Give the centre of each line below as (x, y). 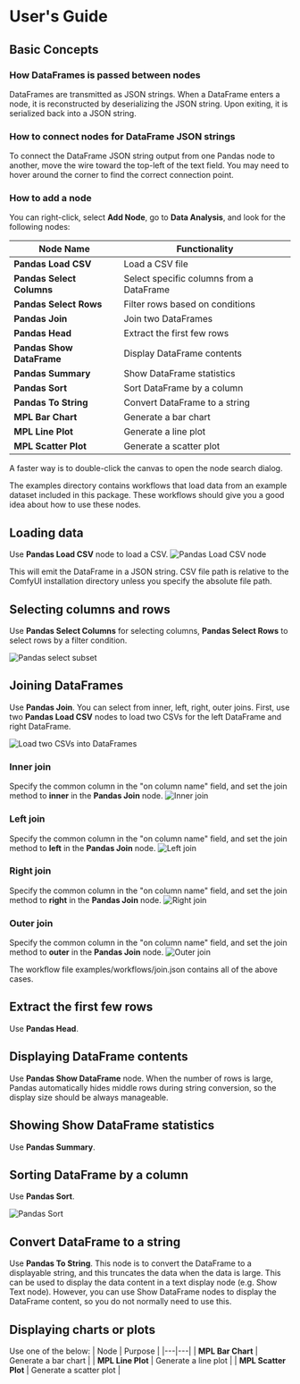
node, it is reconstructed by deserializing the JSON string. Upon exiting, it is (149, 104)
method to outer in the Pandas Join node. (87, 952)
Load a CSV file (156, 264)
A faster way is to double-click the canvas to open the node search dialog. (146, 468)
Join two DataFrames (168, 319)
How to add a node (50, 198)
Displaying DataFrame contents (99, 1057)
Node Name (65, 249)
